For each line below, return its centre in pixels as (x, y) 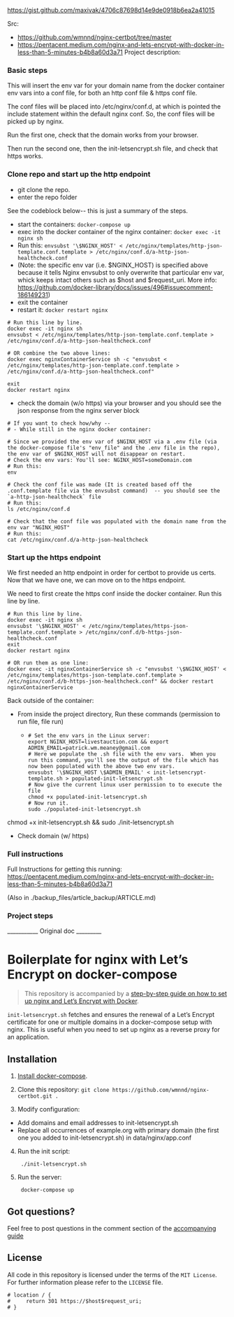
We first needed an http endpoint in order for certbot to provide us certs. (112, 572)
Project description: (153, 52)
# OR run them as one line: (48, 663)
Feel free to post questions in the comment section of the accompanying (112, 1229)
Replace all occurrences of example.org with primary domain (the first (118, 1131)
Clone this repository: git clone (63, 1090)
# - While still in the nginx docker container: (79, 429)
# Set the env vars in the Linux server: (89, 735)
